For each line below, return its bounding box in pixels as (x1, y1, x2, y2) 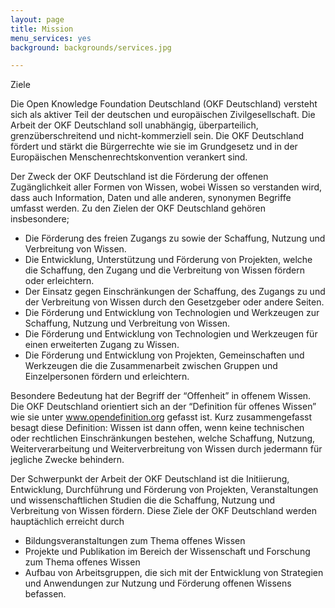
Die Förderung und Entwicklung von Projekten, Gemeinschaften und (24, 349, 305, 361)
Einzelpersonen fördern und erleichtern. (24, 371, 190, 383)
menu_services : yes (10, 33, 92, 43)
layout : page (10, 14, 65, 25)
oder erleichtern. (24, 275, 95, 287)
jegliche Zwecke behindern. (10, 454, 125, 466)
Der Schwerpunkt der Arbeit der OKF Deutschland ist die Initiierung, (10, 473, 290, 485)
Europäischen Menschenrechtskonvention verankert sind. (10, 151, 248, 163)
